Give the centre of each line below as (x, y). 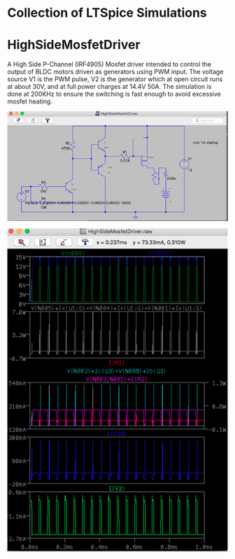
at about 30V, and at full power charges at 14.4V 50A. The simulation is (109, 87)
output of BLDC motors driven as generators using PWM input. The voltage (115, 72)
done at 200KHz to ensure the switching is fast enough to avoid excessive (114, 94)
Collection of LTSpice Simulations (107, 13)
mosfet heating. (30, 101)
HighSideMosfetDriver (74, 45)
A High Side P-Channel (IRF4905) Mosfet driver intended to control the (109, 64)
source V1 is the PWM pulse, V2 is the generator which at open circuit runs (115, 79)
